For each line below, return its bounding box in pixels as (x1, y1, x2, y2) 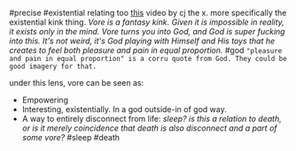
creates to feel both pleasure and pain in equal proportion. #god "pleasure (9, 45, 283, 56)
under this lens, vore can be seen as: (9, 78, 144, 87)
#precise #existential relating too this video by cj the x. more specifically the (9, 8, 287, 18)
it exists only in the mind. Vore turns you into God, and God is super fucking (9, 26, 285, 36)
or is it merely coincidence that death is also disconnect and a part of (21, 123, 277, 133)
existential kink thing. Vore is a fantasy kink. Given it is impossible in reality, (9, 17, 285, 27)
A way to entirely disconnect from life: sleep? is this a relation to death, (21, 114, 282, 124)
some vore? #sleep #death (21, 132, 120, 142)
